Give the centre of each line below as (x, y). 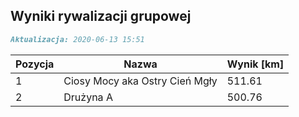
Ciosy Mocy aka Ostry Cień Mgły (140, 81)
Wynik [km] (255, 64)
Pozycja (35, 64)
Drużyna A (88, 97)
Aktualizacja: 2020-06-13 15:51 (77, 39)
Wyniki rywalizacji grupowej (101, 16)
